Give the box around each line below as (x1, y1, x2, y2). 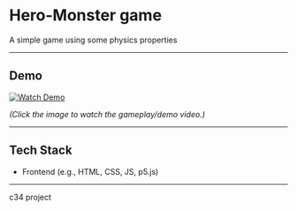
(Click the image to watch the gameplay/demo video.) (9, 109, 206, 119)
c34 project (9, 192, 51, 202)
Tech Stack (9, 143, 72, 158)
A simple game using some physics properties (9, 34, 178, 45)
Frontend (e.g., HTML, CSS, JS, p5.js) (21, 166, 159, 177)
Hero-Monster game (9, 5, 162, 26)
